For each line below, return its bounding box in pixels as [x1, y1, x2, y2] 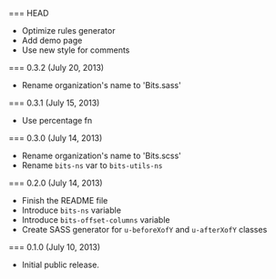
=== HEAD [8, 8, 49, 18]
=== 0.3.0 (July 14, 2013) [8, 133, 103, 144]
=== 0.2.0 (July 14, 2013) [8, 177, 103, 188]
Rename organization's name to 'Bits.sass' [21, 80, 181, 90]
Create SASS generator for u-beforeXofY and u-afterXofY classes [21, 224, 268, 234]
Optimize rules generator [21, 25, 116, 35]
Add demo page [21, 35, 83, 45]
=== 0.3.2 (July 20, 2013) [8, 63, 105, 73]
